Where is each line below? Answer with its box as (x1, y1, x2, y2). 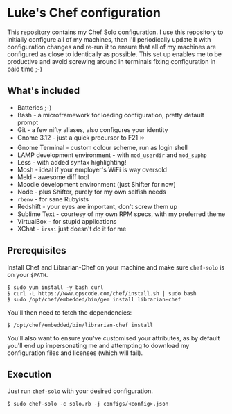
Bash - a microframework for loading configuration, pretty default (17, 110, 204, 119)
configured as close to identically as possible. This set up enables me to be (7, 50, 222, 58)
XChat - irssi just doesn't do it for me (17, 224, 127, 233)
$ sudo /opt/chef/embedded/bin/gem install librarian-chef (7, 296, 181, 303)
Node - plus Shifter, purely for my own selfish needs (17, 188, 166, 196)
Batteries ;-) (17, 103, 52, 112)
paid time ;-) (7, 65, 43, 73)
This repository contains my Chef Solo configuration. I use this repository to (7, 28, 224, 36)
